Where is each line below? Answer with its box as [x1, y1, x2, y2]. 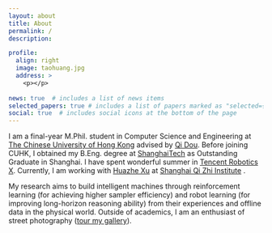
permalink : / [8, 27, 53, 35]
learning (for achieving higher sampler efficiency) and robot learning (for [8, 190, 251, 200]
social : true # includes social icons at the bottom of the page [8, 109, 237, 117]
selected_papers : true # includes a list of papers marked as [8, 102, 223, 110]
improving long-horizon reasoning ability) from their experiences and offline [8, 199, 261, 209]
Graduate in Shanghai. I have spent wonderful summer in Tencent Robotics [8, 157, 259, 167]
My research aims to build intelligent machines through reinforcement [8, 181, 240, 191]
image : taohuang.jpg [15, 64, 85, 73]
